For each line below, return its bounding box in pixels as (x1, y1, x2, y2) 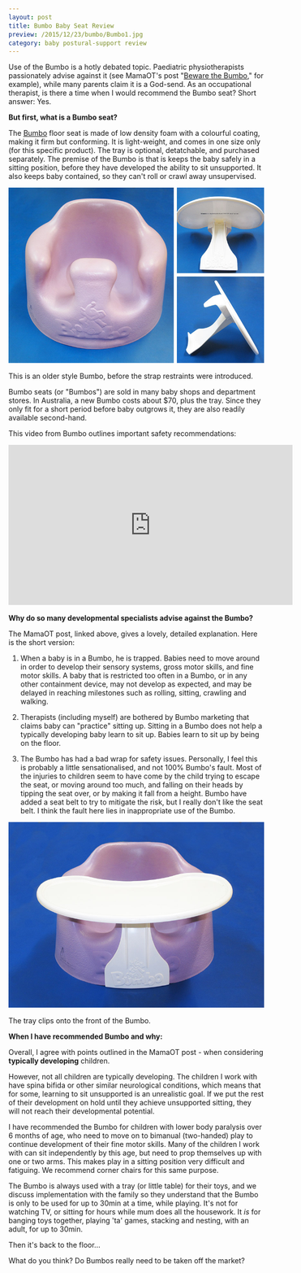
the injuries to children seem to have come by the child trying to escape (19, 771, 260, 781)
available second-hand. (8, 412, 88, 422)
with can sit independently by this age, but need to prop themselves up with (8, 1148, 262, 1157)
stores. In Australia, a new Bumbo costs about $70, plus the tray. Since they (8, 395, 261, 405)
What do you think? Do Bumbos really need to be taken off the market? (8, 1255, 245, 1265)
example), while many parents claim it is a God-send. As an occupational (8, 80, 252, 89)
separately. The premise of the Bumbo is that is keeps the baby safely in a (8, 155, 256, 164)
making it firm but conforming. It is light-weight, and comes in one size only (8, 137, 261, 146)
